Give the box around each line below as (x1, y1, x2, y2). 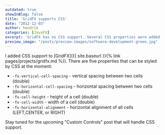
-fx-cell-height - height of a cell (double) (12, 94, 99, 100)
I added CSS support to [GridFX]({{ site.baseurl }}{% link (5, 53, 121, 59)
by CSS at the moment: (5, 63, 52, 69)
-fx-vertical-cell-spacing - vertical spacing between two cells (12, 72, 143, 79)
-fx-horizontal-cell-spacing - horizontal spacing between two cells (12, 83, 153, 89)
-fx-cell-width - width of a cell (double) (12, 99, 95, 105)
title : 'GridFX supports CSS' (5, 16, 68, 21)
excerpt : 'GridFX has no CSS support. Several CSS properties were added (5, 35, 161, 40)
